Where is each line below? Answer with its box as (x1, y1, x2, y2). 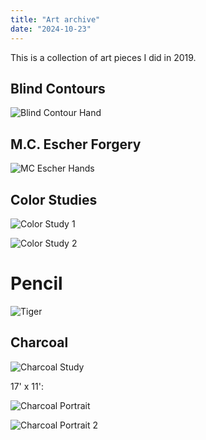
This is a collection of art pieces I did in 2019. (10, 51, 197, 63)
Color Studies (10, 191, 98, 208)
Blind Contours (10, 80, 106, 97)
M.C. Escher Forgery (10, 136, 142, 153)
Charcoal (10, 334, 69, 351)
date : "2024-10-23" (10, 24, 92, 34)
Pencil (10, 272, 63, 295)
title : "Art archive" (10, 14, 101, 25)
